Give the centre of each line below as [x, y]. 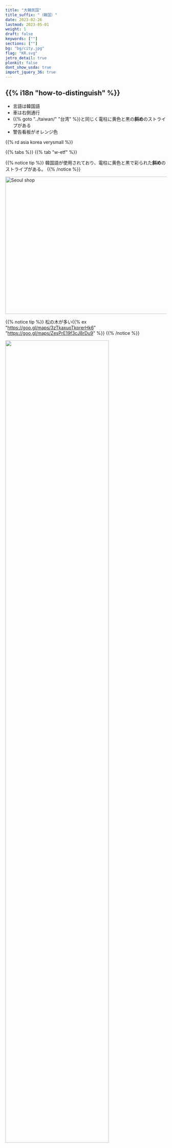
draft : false [19, 34]
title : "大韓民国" [24, 10]
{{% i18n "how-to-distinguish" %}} [63, 93]
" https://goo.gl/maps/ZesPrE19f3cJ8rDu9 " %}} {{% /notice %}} [72, 333]
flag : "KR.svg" [21, 53]
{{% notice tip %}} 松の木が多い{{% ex [46, 321]
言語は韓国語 [26, 106]
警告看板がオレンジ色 [35, 132]
